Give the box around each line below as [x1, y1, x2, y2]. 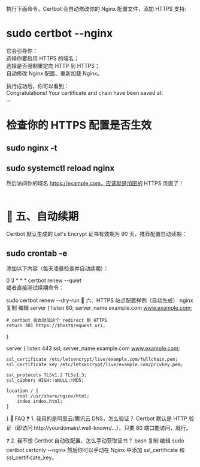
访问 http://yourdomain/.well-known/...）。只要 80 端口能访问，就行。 [22, 424, 192, 432]
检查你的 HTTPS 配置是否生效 [6, 119, 152, 132]
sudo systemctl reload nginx [6, 163, 115, 173]
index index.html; [17, 399, 63, 405]
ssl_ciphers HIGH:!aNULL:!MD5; [6, 378, 84, 384]
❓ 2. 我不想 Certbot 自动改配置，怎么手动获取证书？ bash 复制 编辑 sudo [6, 437, 184, 444]
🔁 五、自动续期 [6, 209, 79, 223]
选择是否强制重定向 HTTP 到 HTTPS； [6, 62, 100, 69]
